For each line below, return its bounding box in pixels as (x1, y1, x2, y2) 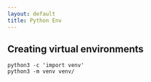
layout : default (7, 10, 56, 18)
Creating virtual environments (7, 43, 144, 55)
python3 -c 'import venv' (7, 61, 84, 69)
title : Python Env (7, 17, 62, 24)
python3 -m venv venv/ (7, 68, 75, 75)
